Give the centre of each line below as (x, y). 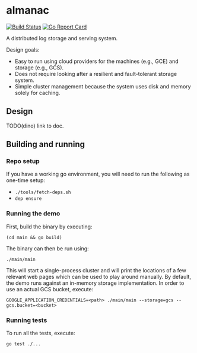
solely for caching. (37, 93)
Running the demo (33, 214)
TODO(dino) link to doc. (35, 126)
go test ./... (24, 344)
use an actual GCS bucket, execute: (50, 289)
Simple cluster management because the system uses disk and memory (103, 86)
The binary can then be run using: (47, 248)
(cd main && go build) (34, 237)
